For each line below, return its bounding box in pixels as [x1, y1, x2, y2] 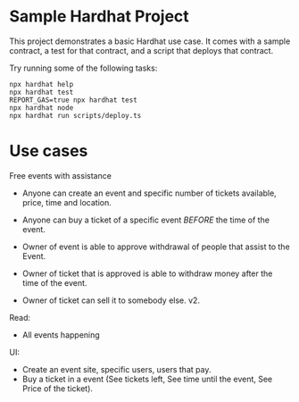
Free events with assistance [9, 170, 112, 180]
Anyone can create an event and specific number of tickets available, [21, 188, 277, 198]
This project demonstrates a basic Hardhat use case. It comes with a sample [9, 36, 291, 46]
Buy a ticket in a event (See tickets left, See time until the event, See [21, 373, 273, 384]
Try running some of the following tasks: [9, 63, 158, 73]
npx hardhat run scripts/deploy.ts [9, 111, 142, 120]
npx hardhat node [9, 103, 74, 113]
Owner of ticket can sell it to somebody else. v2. [21, 295, 201, 306]
